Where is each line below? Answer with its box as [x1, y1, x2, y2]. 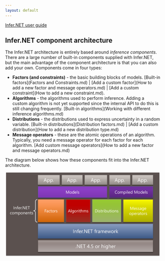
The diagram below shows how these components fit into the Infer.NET [5, 157, 149, 163]
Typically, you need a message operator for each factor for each [12, 137, 143, 143]
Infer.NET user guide [5, 22, 47, 28]
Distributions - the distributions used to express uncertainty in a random [12, 116, 160, 122]
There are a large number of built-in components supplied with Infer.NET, [5, 55, 154, 60]
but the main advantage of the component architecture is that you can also [5, 59, 157, 66]
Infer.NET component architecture [5, 36, 113, 45]
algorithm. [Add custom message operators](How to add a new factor [12, 143, 154, 148]
